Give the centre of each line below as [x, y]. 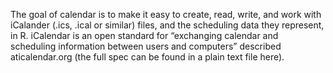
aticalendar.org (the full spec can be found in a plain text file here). [147, 57]
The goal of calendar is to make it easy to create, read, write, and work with [166, 14]
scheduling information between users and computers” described [146, 46]
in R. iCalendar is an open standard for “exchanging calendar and [144, 35]
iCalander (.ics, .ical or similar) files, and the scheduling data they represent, [167, 25]
